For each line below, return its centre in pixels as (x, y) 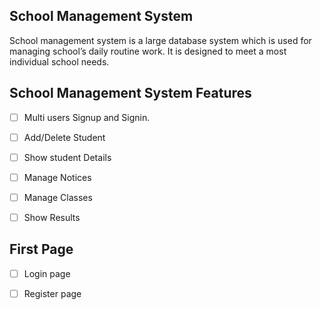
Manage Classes (58, 197)
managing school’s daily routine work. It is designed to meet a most (148, 51)
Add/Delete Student (64, 137)
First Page (41, 249)
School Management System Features (130, 93)
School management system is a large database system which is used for (160, 40)
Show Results (52, 217)
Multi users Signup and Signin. (87, 117)
